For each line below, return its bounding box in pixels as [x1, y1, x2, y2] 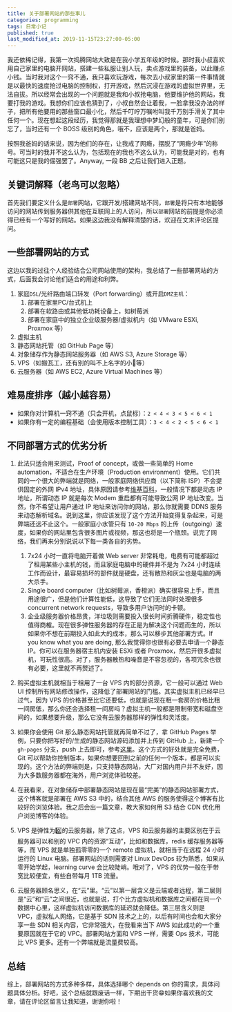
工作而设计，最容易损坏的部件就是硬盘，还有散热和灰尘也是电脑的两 [27, 569, 222, 577]
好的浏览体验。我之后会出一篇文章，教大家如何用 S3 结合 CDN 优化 [23, 803, 215, 812]
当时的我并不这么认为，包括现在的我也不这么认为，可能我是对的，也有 [25, 148, 225, 156]
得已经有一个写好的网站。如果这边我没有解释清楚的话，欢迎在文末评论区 [7, 216, 213, 224]
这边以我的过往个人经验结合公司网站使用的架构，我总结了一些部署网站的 [7, 266, 213, 274]
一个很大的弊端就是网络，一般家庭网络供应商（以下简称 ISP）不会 [29, 477, 216, 485]
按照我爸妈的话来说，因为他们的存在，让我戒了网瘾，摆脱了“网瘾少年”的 [7, 140, 213, 148]
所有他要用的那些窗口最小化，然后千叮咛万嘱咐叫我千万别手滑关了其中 [25, 108, 225, 116]
